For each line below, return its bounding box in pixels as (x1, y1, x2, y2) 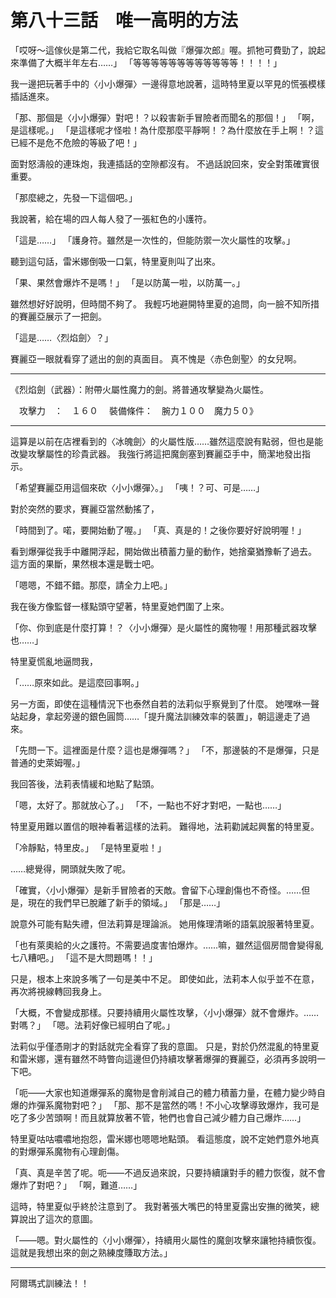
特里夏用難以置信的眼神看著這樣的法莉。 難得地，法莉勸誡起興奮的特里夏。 (10, 820, 320, 832)
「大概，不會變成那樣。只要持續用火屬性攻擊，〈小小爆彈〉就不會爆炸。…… (10, 1006, 320, 1018)
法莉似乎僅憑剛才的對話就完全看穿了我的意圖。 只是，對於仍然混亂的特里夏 (10, 1040, 320, 1052)
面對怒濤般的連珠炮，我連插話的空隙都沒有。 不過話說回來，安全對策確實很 (10, 157, 320, 170)
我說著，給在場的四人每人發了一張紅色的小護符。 (10, 212, 212, 225)
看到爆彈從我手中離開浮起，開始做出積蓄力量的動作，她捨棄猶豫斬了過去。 (10, 545, 317, 557)
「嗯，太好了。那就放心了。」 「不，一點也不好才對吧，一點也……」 (10, 799, 287, 811)
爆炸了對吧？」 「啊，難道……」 (10, 1179, 143, 1191)
